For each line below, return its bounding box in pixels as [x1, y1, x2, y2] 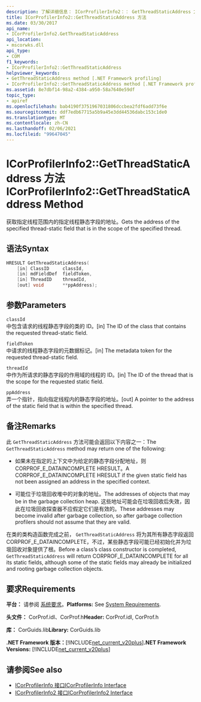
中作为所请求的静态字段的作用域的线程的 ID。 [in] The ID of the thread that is [6, 371, 193, 378]
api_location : [6, 37, 42, 43]
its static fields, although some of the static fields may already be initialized [6, 558, 191, 566]
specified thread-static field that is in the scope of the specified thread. [6, 225, 182, 232]
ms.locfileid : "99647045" [6, 131, 71, 138]
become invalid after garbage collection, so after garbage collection [14, 512, 182, 519]
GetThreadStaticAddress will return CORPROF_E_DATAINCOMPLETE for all [6, 552, 188, 559]
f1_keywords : [6, 59, 39, 65]
